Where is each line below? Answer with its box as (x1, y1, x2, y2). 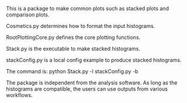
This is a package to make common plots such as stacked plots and (6, 5, 169, 12)
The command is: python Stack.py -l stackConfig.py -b (6, 68, 138, 75)
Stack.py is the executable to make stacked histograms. (6, 45, 140, 52)
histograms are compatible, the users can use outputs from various (6, 85, 168, 92)
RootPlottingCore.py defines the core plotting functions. (6, 34, 141, 40)
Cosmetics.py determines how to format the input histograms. (6, 23, 155, 29)
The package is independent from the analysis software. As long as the (6, 79, 178, 86)
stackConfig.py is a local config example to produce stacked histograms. (6, 57, 182, 63)
